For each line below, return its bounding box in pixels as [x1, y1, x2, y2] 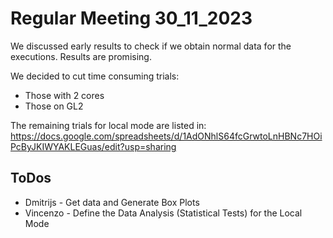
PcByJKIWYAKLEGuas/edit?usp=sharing [10, 140, 177, 152]
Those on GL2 [24, 100, 84, 112]
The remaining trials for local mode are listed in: [10, 119, 207, 131]
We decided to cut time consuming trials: [10, 70, 180, 82]
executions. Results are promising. [10, 50, 152, 62]
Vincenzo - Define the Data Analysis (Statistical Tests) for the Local [24, 207, 303, 219]
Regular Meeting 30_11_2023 [10, 7, 253, 30]
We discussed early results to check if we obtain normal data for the [10, 40, 292, 52]
